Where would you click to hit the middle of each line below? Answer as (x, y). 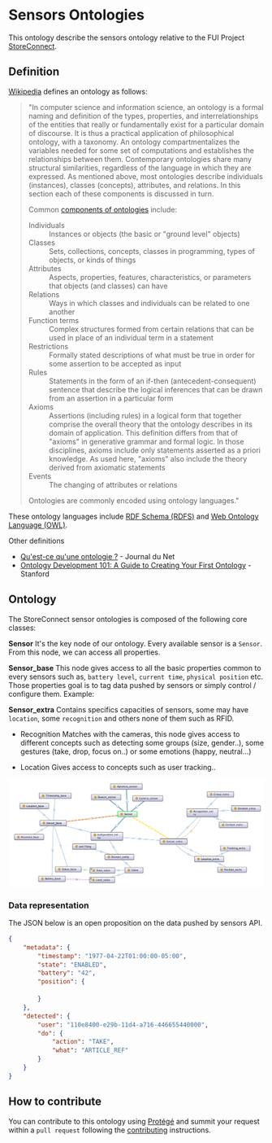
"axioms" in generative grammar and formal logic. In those (146, 441)
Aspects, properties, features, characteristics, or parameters (150, 277)
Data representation (49, 905)
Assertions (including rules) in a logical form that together (145, 415)
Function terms (54, 320)
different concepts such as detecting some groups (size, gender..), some (142, 742)
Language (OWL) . (38, 525)
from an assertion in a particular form (111, 398)
